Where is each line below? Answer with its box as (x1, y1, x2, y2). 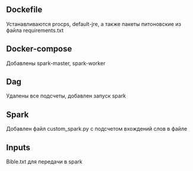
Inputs (6, 142, 31, 153)
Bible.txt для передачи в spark (6, 158, 83, 165)
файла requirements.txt (6, 27, 64, 34)
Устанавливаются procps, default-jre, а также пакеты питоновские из (6, 20, 181, 27)
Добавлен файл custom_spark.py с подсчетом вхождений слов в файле (6, 125, 188, 133)
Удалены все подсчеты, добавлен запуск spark (6, 92, 126, 99)
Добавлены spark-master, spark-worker (6, 59, 106, 67)
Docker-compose (6, 44, 72, 54)
